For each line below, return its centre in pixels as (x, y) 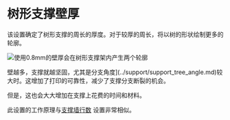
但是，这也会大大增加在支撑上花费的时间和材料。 (76, 95)
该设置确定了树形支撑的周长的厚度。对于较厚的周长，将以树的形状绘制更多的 (115, 34)
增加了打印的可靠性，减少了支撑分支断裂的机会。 (100, 80)
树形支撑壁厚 (44, 14)
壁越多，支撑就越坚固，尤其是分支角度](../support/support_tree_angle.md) (112, 72)
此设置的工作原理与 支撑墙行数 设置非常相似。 (71, 110)
